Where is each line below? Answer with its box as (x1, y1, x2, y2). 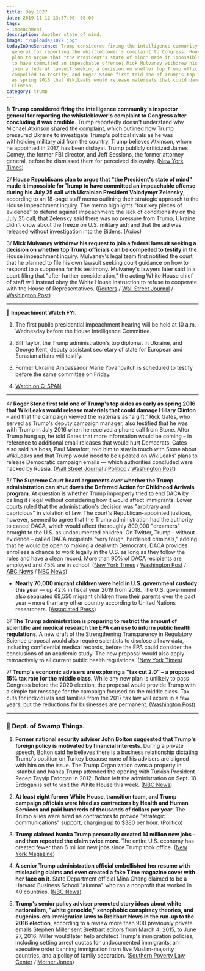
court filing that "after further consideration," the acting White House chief (6, 271, 193, 279)
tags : (6, 20, 20, 26)
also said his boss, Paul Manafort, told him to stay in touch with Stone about (6, 445, 197, 452)
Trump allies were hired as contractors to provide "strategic (15, 813, 165, 820)
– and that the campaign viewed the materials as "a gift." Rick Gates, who (6, 413, 190, 420)
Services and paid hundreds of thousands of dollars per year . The (15, 806, 185, 813)
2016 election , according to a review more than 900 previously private (15, 920, 193, 927)
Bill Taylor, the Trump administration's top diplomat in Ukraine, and (15, 339, 183, 346)
